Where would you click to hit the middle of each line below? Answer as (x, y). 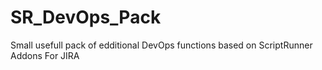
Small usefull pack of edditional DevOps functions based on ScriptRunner (161, 45)
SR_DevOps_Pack (86, 17)
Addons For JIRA (45, 55)
